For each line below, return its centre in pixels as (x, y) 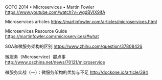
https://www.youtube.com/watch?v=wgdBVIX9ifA (55, 12)
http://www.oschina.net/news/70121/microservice (55, 62)
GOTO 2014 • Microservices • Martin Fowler (50, 7)
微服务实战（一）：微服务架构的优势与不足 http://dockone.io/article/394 (77, 72)
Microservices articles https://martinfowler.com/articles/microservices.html (81, 22)
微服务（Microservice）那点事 (35, 57)
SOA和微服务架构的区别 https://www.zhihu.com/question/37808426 (74, 46)
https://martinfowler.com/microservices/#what (52, 36)
